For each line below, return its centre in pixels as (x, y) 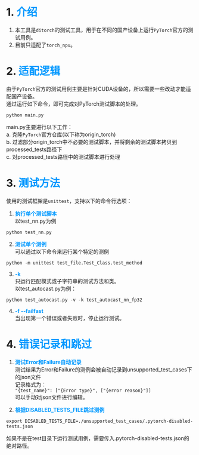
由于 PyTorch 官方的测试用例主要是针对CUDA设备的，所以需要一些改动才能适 (99, 89)
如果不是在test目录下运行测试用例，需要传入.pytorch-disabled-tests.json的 (98, 438)
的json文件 (28, 377)
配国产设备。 (22, 96)
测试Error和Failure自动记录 (48, 362)
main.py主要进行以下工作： (39, 127)
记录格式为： (30, 384)
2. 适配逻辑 (33, 71)
